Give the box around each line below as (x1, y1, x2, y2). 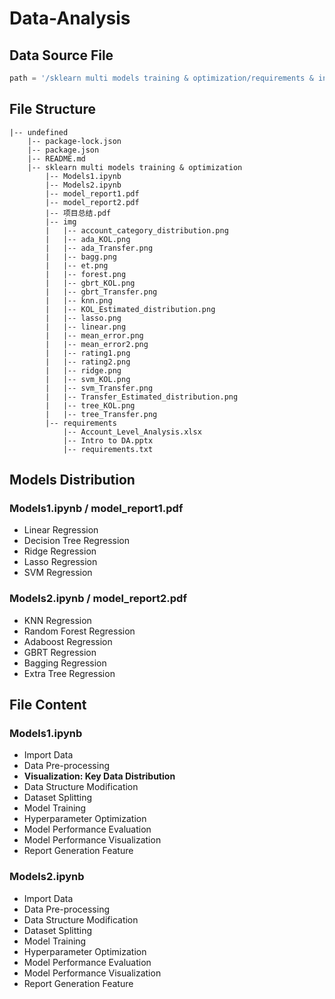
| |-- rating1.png (45, 348, 131, 358)
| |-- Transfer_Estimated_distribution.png (45, 392, 239, 402)
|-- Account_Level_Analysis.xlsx (62, 427, 202, 437)
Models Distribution (9, 472, 136, 489)
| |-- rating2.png (45, 357, 131, 367)
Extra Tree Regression (23, 667, 116, 679)
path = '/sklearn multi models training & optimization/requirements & (9, 73, 314, 83)
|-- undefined (9, 127, 69, 137)
